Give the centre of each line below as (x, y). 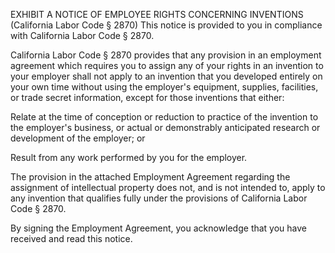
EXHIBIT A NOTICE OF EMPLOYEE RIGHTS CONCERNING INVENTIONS (157, 14)
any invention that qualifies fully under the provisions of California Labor (159, 198)
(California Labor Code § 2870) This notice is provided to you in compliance (166, 25)
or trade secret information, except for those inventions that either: (147, 97)
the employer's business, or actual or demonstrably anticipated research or (165, 127)
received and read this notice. (71, 238)
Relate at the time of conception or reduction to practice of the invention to (164, 117)
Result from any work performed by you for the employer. (129, 157)
